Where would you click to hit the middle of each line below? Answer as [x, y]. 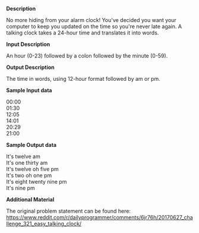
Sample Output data [31, 145]
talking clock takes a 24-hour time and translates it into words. [83, 33]
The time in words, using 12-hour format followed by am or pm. [83, 79]
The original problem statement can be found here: [68, 211]
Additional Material [30, 199]
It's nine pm [20, 188]
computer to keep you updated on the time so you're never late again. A [94, 26]
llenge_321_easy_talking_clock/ [44, 223]
